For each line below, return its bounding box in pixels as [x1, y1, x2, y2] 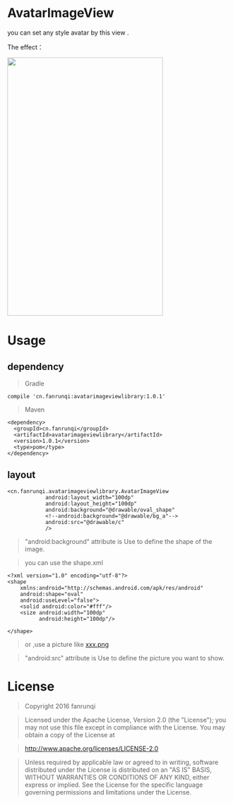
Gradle [24, 379, 44, 388]
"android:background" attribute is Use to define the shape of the [24, 537, 213, 545]
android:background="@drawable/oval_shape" [44, 506, 175, 513]
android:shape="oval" [20, 590, 83, 597]
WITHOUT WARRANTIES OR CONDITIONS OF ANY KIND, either [24, 773, 210, 781]
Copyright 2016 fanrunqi [24, 701, 96, 710]
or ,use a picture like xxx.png [24, 640, 109, 648]
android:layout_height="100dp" [44, 500, 138, 507]
